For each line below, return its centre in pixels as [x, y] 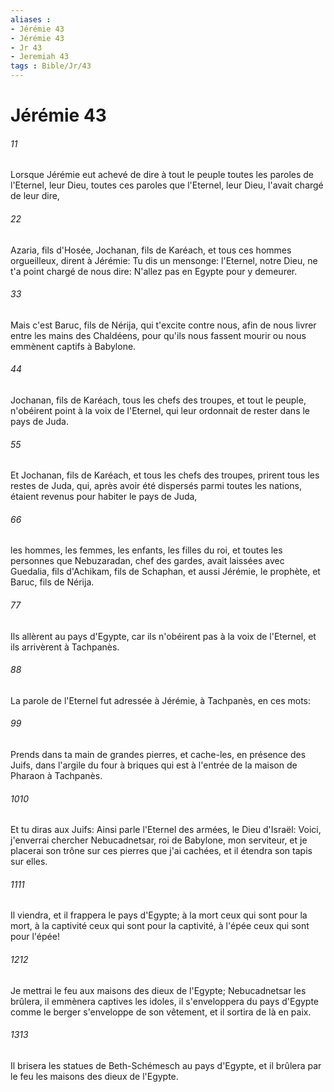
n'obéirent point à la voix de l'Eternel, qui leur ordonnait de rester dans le [160, 410]
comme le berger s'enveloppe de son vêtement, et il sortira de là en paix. [161, 1012]
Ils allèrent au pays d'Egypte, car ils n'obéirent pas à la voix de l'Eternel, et [163, 636]
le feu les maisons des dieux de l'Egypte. [94, 1076]
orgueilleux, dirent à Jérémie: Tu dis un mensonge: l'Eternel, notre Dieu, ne [164, 260]
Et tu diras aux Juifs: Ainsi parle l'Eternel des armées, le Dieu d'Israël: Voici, [166, 830]
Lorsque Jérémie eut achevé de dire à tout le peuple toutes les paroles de [162, 175]
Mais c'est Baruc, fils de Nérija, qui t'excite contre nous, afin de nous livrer [163, 325]
